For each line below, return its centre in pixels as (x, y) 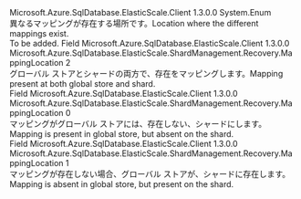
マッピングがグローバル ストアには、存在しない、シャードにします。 (138, 124)
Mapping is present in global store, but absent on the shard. (122, 134)
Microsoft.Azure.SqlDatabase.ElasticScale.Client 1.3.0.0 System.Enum (140, 12)
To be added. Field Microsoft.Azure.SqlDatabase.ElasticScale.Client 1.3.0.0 (150, 43)
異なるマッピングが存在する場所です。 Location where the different (134, 23)
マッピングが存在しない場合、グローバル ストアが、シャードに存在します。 (150, 174)
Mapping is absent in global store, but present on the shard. (122, 184)
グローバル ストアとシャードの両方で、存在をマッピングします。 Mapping (146, 73)
